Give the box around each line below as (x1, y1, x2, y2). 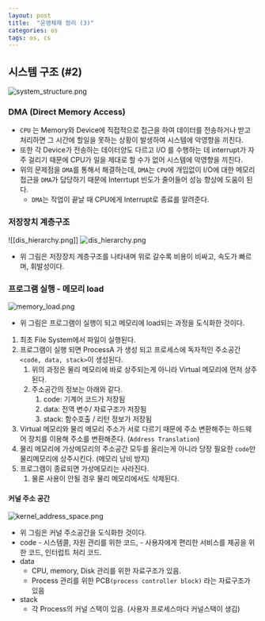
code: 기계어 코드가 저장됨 (43, 394, 126, 404)
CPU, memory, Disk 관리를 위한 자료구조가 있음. (31, 566, 182, 576)
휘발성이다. (30, 261, 65, 270)
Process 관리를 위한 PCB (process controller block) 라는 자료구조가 (31, 576, 251, 585)
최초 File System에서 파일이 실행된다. (19, 335, 136, 344)
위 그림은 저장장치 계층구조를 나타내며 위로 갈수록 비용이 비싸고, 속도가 (19, 251, 237, 261)
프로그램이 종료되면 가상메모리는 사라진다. (19, 463, 150, 473)
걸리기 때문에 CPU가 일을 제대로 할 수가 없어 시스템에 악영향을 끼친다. (28, 155, 244, 165)
